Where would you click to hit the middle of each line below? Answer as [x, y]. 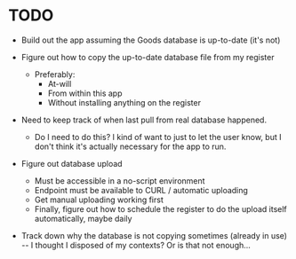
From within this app [85, 93]
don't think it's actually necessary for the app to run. [130, 146]
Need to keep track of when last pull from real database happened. [144, 120]
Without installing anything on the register [124, 102]
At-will [60, 83]
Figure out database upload [72, 163]
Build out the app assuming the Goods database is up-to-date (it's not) [151, 40]
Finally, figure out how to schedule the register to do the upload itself [161, 208]
